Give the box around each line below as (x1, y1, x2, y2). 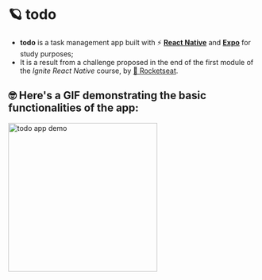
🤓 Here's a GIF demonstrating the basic (8, 89, 206, 102)
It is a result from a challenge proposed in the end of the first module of (19, 57, 254, 67)
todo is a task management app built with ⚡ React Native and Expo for (19, 37, 252, 47)
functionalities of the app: (8, 102, 139, 115)
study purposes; (19, 48, 74, 59)
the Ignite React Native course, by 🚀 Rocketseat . (19, 66, 179, 75)
